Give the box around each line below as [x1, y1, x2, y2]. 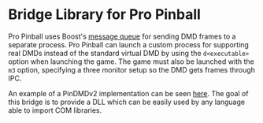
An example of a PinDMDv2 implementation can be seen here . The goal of [8, 88, 249, 98]
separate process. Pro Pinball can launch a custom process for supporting [8, 39, 250, 49]
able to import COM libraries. [8, 105, 102, 115]
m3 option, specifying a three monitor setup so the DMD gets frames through [8, 65, 256, 74]
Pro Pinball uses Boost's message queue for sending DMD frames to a [8, 32, 236, 41]
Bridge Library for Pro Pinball [8, 6, 201, 24]
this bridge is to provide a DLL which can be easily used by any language [8, 97, 246, 106]
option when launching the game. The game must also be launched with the [8, 57, 254, 66]
